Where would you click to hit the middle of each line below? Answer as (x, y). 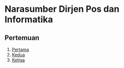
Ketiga (18, 60)
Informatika (29, 19)
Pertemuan (22, 38)
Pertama (20, 50)
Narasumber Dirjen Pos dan (62, 9)
